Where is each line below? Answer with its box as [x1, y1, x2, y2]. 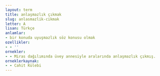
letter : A [5, 21, 26, 26]
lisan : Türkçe [5, 26, 35, 31]
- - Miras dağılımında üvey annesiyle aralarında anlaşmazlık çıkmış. [5, 53, 156, 59]
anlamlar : [5, 30, 26, 35]
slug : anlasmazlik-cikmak [5, 16, 59, 21]
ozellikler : [5, 40, 30, 45]
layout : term [5, 7, 33, 12]
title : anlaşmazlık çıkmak [5, 12, 62, 17]
